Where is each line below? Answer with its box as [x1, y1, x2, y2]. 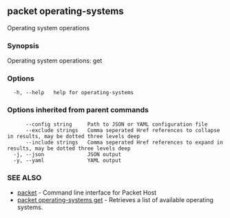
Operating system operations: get [7, 56, 103, 65]
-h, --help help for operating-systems [13, 89, 134, 96]
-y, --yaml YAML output [13, 157, 122, 164]
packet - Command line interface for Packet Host [17, 188, 157, 197]
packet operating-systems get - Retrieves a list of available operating [17, 196, 213, 204]
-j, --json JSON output [13, 151, 122, 157]
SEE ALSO [7, 173, 42, 182]
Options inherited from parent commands [7, 105, 149, 115]
